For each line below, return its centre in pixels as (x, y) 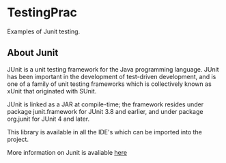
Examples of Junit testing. (44, 31)
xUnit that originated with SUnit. (52, 91)
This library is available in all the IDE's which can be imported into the (105, 132)
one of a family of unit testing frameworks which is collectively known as (109, 84)
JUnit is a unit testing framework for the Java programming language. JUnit (113, 69)
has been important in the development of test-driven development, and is (112, 76)
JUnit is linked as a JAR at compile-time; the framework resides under (105, 104)
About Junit (33, 53)
